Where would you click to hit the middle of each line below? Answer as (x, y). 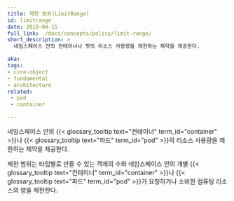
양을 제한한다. (39, 190)
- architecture (29, 85)
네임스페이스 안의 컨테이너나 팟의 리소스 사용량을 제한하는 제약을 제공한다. (107, 46)
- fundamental (28, 78)
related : (20, 92)
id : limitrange (29, 20)
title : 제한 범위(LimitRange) (48, 14)
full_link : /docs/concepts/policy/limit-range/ (80, 33)
